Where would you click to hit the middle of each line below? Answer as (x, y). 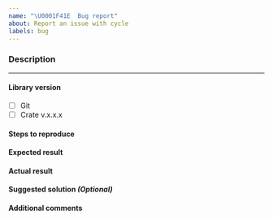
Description (32, 59)
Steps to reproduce (41, 134)
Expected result (36, 152)
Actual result (30, 170)
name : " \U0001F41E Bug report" (63, 16)
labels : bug (28, 31)
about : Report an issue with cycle (69, 24)
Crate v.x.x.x (41, 114)
